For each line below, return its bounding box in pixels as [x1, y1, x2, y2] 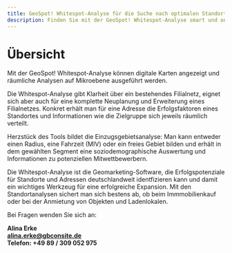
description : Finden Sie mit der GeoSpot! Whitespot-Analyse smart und [7, 17, 217, 24]
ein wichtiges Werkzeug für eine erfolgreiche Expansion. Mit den [7, 182, 192, 191]
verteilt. [7, 119, 29, 128]
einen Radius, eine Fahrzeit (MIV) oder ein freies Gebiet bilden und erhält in [7, 140, 222, 149]
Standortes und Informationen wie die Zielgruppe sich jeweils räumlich [7, 112, 208, 120]
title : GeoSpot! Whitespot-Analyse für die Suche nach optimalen [7, 10, 199, 17]
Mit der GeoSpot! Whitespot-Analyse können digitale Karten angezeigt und [7, 69, 220, 77]
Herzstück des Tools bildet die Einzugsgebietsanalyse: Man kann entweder [7, 133, 221, 141]
